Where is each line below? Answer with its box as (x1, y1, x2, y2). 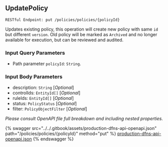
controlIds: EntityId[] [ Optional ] (12, 90, 81, 96)
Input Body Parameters (5, 73, 63, 80)
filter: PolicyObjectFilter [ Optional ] (12, 106, 87, 112)
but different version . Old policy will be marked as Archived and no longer (5, 31, 157, 37)
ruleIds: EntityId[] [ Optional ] (12, 95, 74, 101)
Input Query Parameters (5, 49, 65, 56)
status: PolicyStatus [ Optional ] (12, 100, 77, 107)
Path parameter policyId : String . (12, 61, 81, 67)
